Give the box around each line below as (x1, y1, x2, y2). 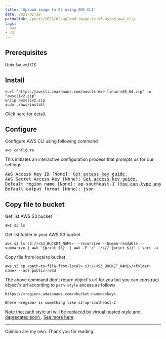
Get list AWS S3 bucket (5, 213, 52, 219)
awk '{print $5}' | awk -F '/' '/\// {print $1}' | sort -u (31, 245, 158, 250)
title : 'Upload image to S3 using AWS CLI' (5, 7, 96, 12)
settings (5, 162, 22, 168)
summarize (5, 245, 26, 250)
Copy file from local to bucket (5, 254, 66, 260)
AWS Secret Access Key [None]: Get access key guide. (5, 176, 138, 182)
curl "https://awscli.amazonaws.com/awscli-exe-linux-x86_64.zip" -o (5, 89, 152, 94)
